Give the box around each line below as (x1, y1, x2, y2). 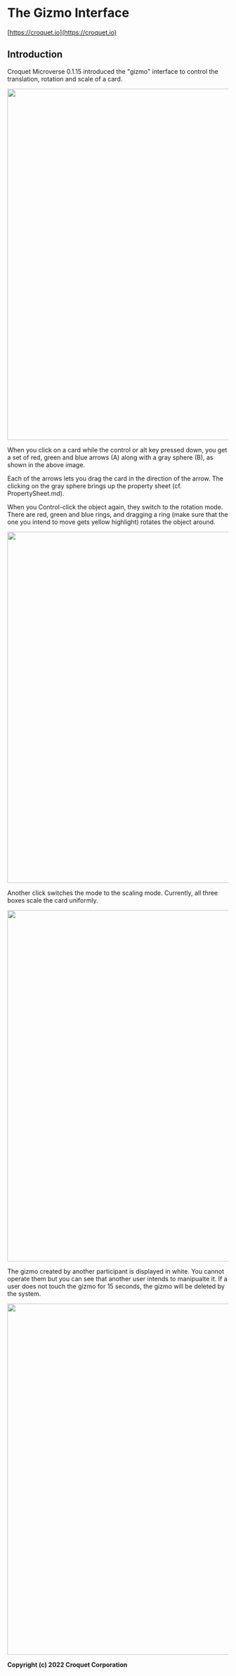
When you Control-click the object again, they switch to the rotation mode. (7, 502, 223, 511)
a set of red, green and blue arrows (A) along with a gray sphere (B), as (7, 453, 214, 461)
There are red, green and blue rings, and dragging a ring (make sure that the (7, 510, 228, 518)
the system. (7, 1289, 41, 1297)
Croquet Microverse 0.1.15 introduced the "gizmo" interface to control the (7, 67, 219, 75)
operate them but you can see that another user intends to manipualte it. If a (7, 1274, 228, 1283)
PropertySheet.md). (7, 489, 65, 497)
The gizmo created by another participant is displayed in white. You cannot (7, 1266, 225, 1276)
